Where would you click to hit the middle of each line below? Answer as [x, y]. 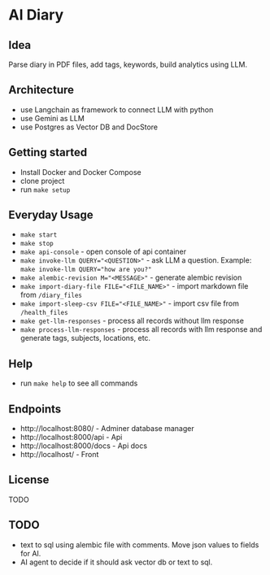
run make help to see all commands [79, 383]
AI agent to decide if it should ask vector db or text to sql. [116, 562]
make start [39, 235]
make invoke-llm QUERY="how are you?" [86, 270]
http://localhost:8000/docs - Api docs [84, 446]
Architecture [41, 90]
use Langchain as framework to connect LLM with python [117, 109]
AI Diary [36, 15]
